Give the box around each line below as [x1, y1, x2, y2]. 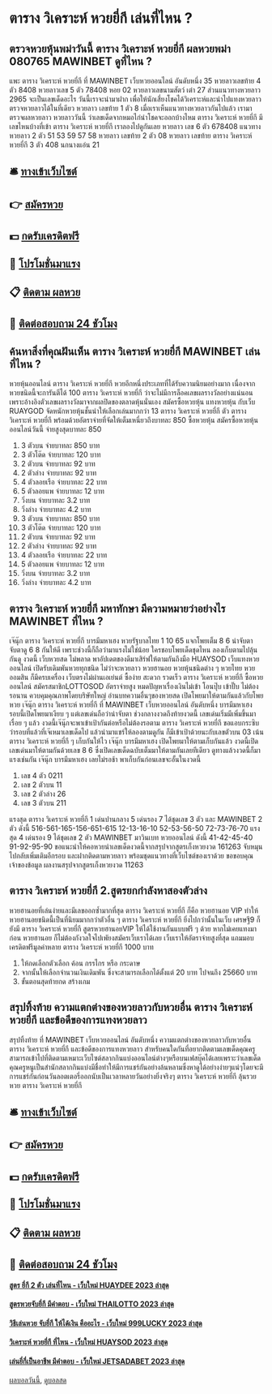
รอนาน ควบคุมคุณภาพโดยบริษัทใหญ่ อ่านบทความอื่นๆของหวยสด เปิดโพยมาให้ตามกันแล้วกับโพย [9, 691, 264, 700]
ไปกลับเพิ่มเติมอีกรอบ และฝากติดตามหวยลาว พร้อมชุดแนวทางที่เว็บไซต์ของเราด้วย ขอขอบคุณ [9, 850, 254, 860]
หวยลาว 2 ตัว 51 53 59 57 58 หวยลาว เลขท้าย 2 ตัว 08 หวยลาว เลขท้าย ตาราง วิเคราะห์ [9, 131, 253, 140]
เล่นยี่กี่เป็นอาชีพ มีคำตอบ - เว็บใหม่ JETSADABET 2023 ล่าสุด [9, 1356, 185, 1366]
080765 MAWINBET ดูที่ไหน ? [9, 54, 152, 68]
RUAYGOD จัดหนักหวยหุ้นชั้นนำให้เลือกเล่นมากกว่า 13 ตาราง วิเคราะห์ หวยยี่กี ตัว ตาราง [9, 407, 247, 416]
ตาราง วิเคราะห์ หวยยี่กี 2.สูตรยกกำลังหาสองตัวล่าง [9, 884, 208, 897]
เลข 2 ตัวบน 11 [20, 780, 62, 790]
